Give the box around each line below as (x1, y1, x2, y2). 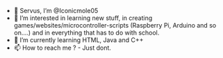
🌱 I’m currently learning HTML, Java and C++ (13, 36, 144, 44)
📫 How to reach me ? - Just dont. (13, 43, 111, 52)
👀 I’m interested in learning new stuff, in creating (13, 14, 153, 22)
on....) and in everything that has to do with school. (13, 28, 160, 37)
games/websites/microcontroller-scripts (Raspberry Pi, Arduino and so (13, 21, 217, 29)
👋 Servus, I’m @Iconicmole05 (13, 7, 99, 14)
